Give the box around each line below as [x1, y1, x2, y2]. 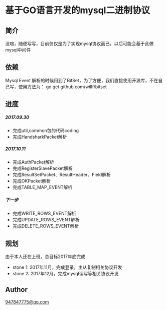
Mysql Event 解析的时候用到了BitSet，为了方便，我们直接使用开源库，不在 [5, 77, 158, 83]
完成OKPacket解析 [12, 178, 51, 184]
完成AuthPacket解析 [12, 159, 54, 165]
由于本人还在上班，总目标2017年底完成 [5, 253, 85, 260]
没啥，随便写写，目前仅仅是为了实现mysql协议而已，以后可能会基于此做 [5, 41, 154, 46]
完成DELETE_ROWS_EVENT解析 [12, 223, 79, 229]
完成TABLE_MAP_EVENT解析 [12, 184, 73, 191]
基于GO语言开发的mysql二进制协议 [5, 5, 150, 16]
